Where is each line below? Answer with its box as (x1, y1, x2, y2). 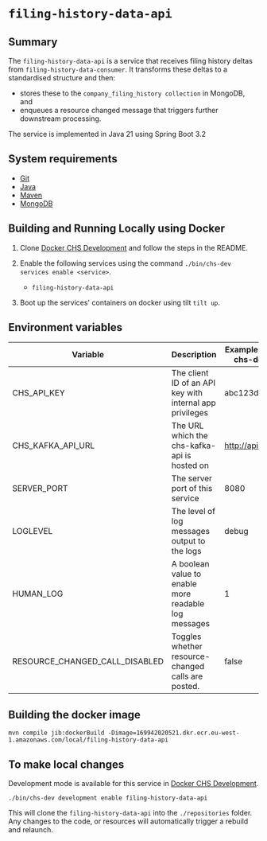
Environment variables (8, 321, 123, 334)
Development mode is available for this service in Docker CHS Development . (8, 779, 259, 788)
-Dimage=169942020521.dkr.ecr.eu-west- (107, 729, 240, 738)
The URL (171, 420, 204, 431)
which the (171, 430, 208, 442)
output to (171, 535, 206, 547)
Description (171, 349, 217, 360)
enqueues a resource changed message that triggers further (19, 106, 219, 115)
